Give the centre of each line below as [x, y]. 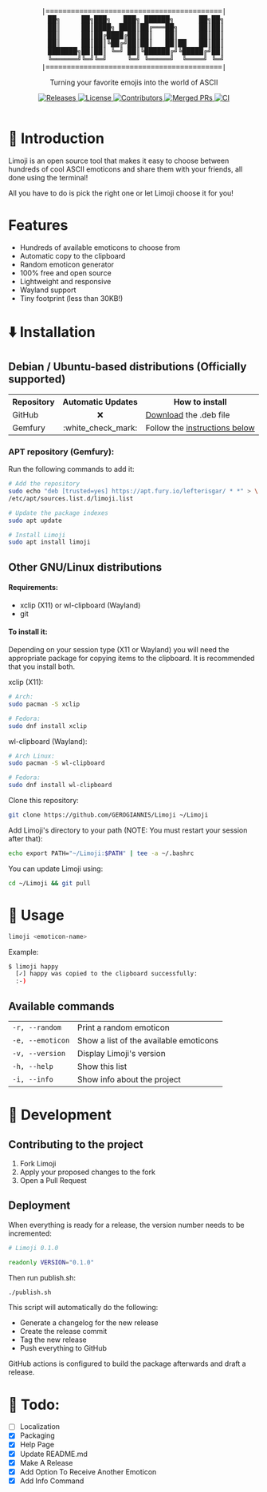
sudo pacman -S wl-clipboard [57, 763]
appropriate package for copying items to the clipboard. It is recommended [132, 659]
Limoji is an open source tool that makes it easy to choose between [119, 160]
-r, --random [37, 1027]
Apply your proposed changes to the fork [87, 1172]
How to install [200, 402]
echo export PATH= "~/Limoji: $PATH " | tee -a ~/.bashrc [101, 853]
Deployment [39, 1206]
